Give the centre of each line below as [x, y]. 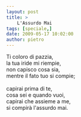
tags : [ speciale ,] [29, 28]
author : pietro [25, 40]
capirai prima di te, [29, 88]
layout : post [22, 12]
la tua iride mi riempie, [34, 63]
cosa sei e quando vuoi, [36, 95]
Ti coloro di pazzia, [30, 57]
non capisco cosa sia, [33, 69]
